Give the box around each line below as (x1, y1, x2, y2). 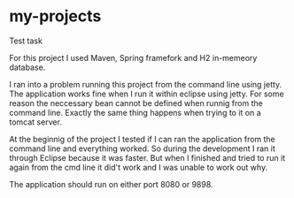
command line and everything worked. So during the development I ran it (9, 143, 276, 154)
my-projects (9, 6, 102, 27)
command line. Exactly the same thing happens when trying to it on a (9, 107, 261, 118)
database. (9, 62, 46, 72)
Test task (9, 35, 43, 46)
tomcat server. (9, 117, 62, 127)
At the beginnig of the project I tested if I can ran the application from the (9, 133, 276, 144)
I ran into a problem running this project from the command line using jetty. (9, 79, 282, 89)
